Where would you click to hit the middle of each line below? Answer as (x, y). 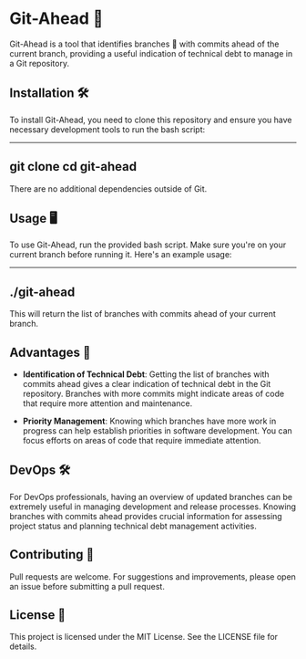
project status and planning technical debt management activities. (133, 526)
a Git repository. (40, 63)
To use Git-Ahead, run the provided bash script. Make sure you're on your (148, 245)
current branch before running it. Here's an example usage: (121, 255)
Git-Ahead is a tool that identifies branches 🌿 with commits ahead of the (144, 44)
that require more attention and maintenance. (107, 403)
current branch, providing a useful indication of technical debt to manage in (151, 53)
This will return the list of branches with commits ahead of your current (143, 314)
